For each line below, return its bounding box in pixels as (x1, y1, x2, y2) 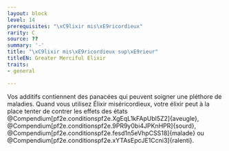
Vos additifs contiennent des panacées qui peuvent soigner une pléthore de (7, 92, 222, 100)
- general (7, 67, 36, 74)
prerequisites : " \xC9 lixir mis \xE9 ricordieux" (7, 23, 143, 30)
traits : (7, 61, 30, 68)
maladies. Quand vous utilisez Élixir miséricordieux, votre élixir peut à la (7, 100, 210, 108)
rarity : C (7, 29, 36, 36)
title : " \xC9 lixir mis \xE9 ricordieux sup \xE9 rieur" (7, 49, 158, 56)
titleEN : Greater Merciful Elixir (7, 55, 107, 62)
